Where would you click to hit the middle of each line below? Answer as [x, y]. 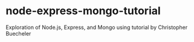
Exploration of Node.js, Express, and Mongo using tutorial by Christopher [97, 27]
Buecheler [18, 33]
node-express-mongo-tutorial [83, 11]
